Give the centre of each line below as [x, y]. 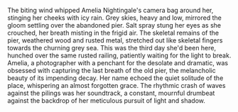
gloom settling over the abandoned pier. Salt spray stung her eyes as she [114, 25]
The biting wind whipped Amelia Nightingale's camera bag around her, [110, 10]
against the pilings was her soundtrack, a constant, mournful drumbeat [111, 93]
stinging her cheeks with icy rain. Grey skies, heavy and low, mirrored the [114, 18]
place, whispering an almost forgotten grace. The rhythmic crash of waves [117, 85]
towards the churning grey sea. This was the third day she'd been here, [112, 48]
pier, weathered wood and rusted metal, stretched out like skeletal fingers [115, 40]
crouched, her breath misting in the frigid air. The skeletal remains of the [113, 33]
